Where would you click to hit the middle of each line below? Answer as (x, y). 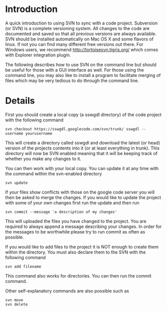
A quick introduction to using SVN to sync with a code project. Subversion (81, 23)
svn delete (16, 304)
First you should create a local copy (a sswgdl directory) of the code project (83, 114)
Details (20, 101)
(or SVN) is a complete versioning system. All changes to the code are (77, 28)
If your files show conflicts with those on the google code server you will (80, 192)
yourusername (39, 133)
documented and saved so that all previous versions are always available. (81, 33)
